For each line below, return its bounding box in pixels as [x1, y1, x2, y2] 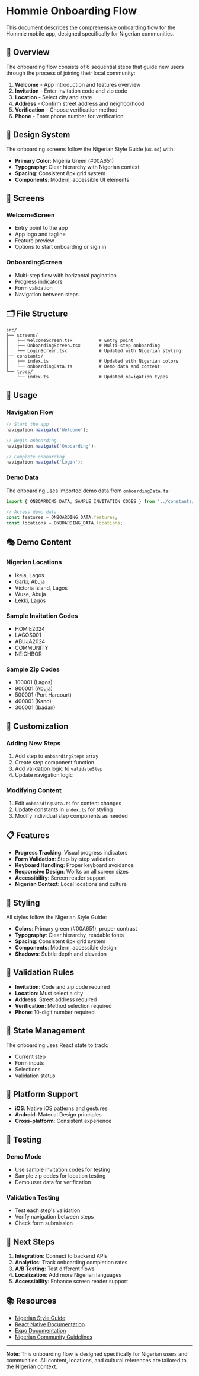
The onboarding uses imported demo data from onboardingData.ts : [6, 487, 171, 494]
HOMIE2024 [14, 625, 46, 632]
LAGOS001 [14, 631, 41, 639]
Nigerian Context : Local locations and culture [14, 881, 127, 888]
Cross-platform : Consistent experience [14, 1118, 112, 1125]
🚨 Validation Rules [6, 967, 75, 978]
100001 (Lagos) [14, 679, 53, 686]
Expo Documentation [14, 1327, 66, 1334]
